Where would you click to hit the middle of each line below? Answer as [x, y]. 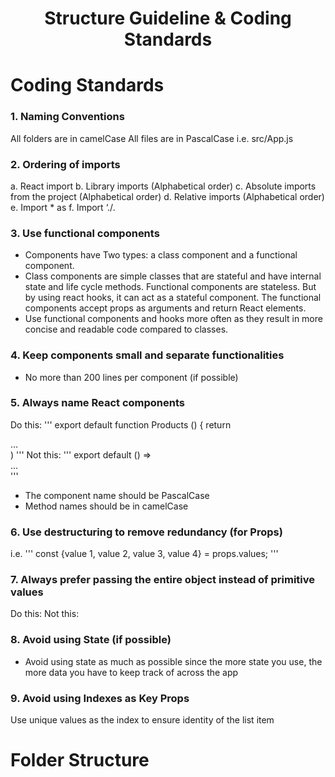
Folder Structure [80, 760]
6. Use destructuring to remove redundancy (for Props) [146, 532]
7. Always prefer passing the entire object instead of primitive [163, 580]
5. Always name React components [98, 403]
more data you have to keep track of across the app [131, 672]
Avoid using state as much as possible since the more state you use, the [173, 661]
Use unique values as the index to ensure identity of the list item [142, 720]
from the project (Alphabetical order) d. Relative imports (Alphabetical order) [167, 196]
